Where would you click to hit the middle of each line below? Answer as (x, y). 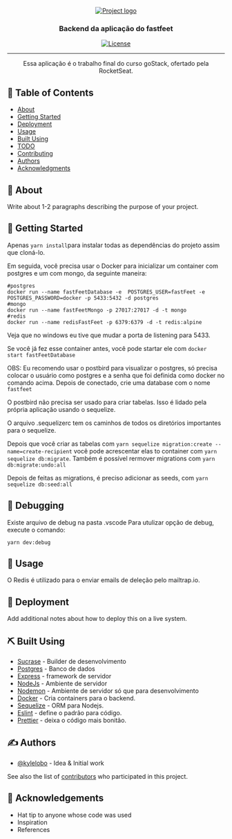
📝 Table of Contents (50, 92)
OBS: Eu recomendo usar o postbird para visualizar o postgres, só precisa (112, 368)
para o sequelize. (32, 430)
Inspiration (32, 822)
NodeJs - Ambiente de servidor (62, 683)
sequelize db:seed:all (40, 485)
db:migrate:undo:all (37, 465)
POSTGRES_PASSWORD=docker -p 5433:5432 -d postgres (83, 298)
